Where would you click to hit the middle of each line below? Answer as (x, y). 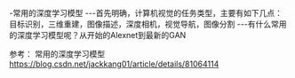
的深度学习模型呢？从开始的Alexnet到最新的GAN (98, 35)
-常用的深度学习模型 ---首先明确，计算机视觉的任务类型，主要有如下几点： (146, 13)
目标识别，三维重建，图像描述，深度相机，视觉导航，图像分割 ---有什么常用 (148, 24)
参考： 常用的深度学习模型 (57, 54)
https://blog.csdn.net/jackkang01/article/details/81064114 (114, 64)
